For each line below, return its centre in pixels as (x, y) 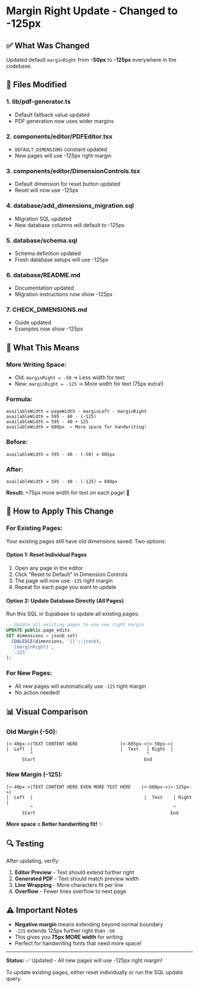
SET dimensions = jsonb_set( (42, 635)
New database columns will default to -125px (70, 225)
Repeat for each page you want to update (65, 587)
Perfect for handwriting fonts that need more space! (78, 943)
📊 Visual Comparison (47, 712)
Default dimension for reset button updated (67, 184)
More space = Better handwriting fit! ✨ (55, 824)
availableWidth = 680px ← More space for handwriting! (76, 427)
